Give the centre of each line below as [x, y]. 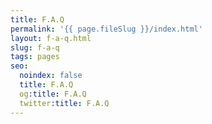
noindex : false [51, 76]
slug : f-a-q [35, 47]
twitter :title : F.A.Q [64, 103]
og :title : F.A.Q [53, 94]
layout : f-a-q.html [51, 38]
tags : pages [35, 57]
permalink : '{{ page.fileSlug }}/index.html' [106, 29]
